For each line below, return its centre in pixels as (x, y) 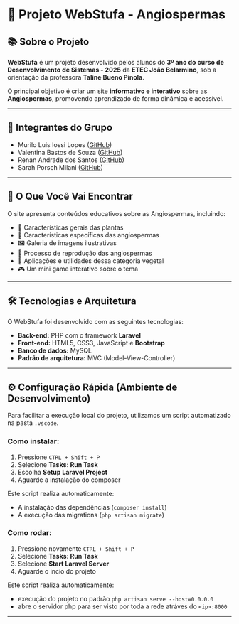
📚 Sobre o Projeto (48, 42)
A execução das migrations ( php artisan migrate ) (91, 515)
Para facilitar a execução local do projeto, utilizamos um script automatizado (119, 416)
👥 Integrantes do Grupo (60, 128)
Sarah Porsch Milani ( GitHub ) (60, 167)
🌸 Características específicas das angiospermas (89, 235)
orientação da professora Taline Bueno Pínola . (76, 77)
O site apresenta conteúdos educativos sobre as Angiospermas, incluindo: (117, 213)
